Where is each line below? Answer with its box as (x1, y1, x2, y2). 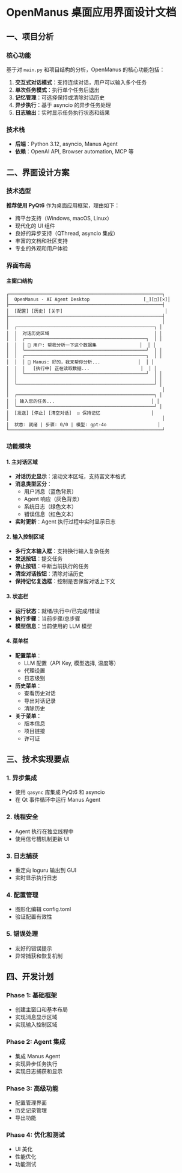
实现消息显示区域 (14, 1014, 58, 1021)
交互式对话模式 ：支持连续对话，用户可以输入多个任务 (14, 78, 147, 86)
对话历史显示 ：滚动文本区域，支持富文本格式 (14, 473, 126, 480)
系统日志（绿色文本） (23, 503, 77, 510)
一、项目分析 (6, 31, 54, 42)
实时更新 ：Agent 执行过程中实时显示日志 (14, 518, 116, 525)
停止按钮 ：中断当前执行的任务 (14, 563, 89, 570)
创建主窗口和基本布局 (14, 1006, 68, 1013)
